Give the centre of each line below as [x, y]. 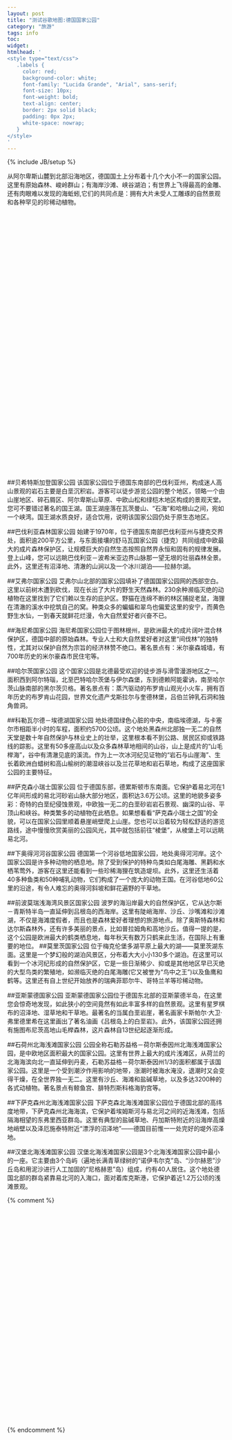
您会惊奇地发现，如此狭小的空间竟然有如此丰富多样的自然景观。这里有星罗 [113, 1004]
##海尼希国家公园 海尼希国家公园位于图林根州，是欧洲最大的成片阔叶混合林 [115, 630]
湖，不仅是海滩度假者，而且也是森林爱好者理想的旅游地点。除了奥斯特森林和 [116, 920]
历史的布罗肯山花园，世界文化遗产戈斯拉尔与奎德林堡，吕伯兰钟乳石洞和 [116, 697]
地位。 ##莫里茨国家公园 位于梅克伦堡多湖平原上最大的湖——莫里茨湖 [118, 946]
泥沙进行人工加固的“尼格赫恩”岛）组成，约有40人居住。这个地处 [122, 1169]
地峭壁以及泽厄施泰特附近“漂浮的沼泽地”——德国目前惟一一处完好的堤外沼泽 [116, 1129]
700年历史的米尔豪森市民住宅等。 [55, 656]
